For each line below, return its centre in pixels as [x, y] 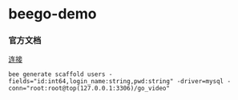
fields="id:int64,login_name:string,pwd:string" [91, 82]
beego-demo [53, 14]
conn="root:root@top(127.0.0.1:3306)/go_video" [89, 89]
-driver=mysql [200, 82]
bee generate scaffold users [57, 74]
